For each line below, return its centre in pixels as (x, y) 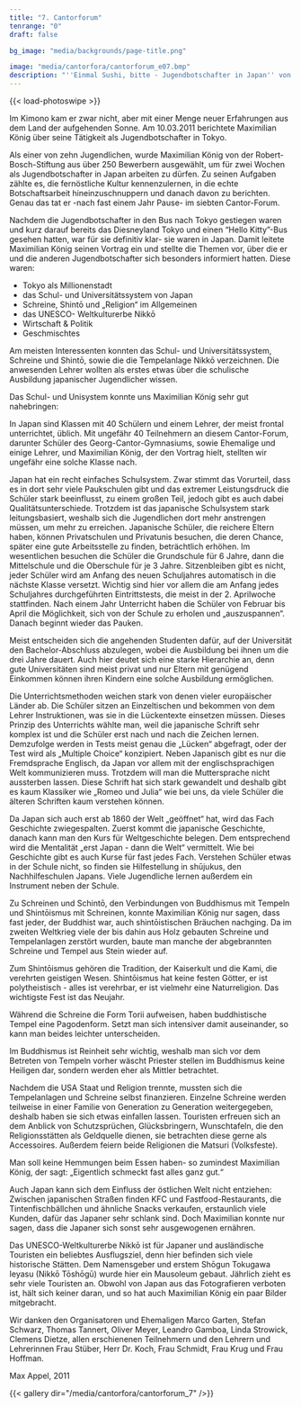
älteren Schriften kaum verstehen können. (87, 801)
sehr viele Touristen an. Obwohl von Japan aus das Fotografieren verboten (147, 1283)
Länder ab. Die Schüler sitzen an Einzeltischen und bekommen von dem (142, 706)
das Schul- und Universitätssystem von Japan (107, 295)
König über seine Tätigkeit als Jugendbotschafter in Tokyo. (118, 137)
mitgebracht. (33, 1303)
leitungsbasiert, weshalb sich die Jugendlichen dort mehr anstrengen (138, 518)
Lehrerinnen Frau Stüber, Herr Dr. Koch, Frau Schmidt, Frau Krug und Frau (146, 1348)
